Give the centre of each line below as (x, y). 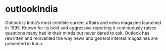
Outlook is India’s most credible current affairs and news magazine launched (83, 23)
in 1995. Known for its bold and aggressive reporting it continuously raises (81, 27)
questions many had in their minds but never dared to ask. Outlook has (77, 33)
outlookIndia (31, 9)
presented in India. (24, 43)
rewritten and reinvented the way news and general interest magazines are (82, 38)
